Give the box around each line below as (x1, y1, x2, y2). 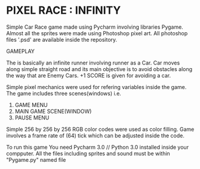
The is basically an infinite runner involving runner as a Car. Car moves (6, 59, 180, 66)
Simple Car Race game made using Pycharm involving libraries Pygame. (6, 23, 183, 30)
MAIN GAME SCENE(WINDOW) (14, 107, 92, 115)
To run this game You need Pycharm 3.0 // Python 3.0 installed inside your (6, 143, 189, 150)
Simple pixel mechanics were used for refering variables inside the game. (6, 83, 187, 90)
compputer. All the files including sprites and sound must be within (6, 150, 170, 157)
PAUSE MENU (14, 114, 50, 121)
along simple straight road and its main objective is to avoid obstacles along (6, 65, 193, 72)
